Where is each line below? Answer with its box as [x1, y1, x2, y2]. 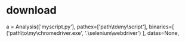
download [6, 4, 57, 17]
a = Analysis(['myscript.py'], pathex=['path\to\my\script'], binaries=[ [6, 23, 174, 30]
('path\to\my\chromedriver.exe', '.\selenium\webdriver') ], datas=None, [6, 29, 180, 36]
